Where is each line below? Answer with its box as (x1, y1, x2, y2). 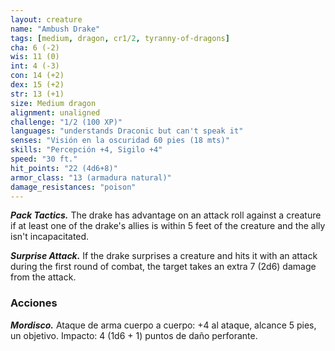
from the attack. (10, 271, 77, 283)
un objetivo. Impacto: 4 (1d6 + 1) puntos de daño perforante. (10, 329, 258, 341)
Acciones (10, 296, 58, 310)
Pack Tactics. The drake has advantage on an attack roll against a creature (10, 209, 322, 221)
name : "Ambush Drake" (10, 24, 101, 34)
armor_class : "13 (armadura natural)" (10, 172, 172, 183)
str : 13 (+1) (10, 89, 65, 99)
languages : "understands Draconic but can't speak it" (10, 126, 244, 136)
